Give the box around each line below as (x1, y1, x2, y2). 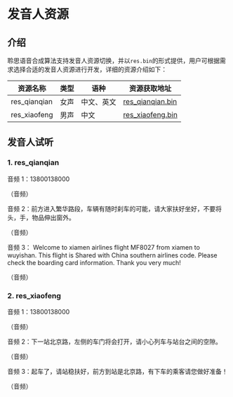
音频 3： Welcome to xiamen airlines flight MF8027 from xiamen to (7, 243, 200, 251)
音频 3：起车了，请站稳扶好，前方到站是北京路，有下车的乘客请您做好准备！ (7, 367, 228, 375)
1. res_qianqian (7, 158, 60, 168)
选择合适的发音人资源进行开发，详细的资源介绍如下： (13, 65, 167, 74)
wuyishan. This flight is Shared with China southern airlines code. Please (7, 250, 218, 260)
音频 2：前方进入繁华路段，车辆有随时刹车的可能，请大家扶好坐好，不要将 (7, 204, 222, 213)
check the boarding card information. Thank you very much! (7, 258, 181, 267)
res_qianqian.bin (123, 97, 178, 106)
